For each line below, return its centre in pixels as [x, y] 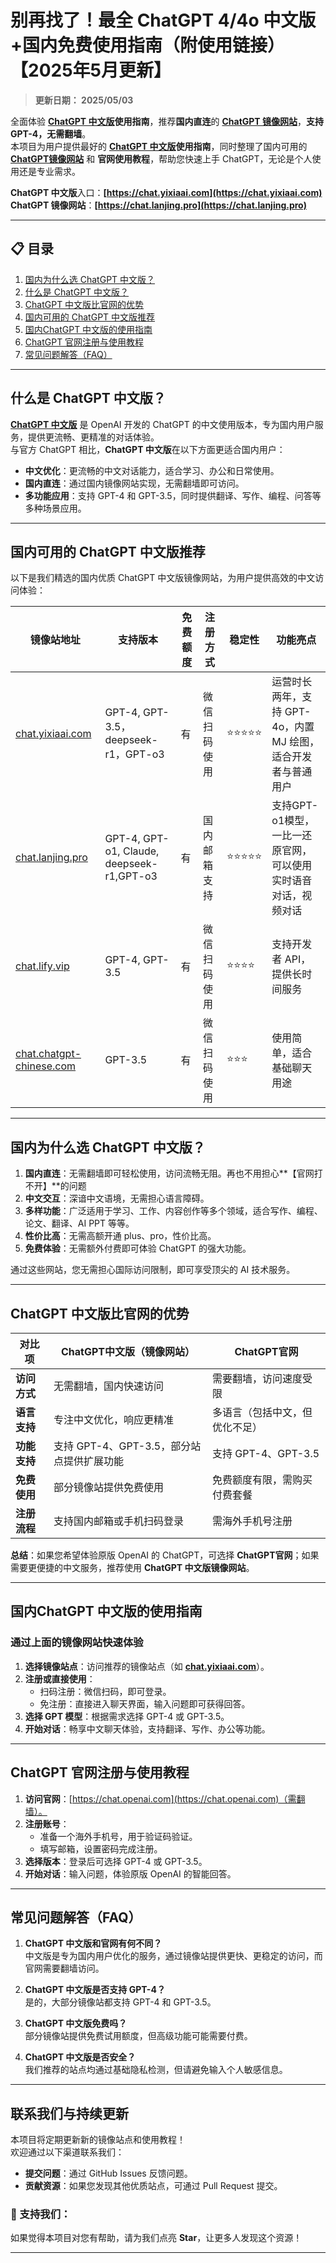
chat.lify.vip [42, 966]
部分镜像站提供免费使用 [109, 1487]
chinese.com [46, 1066]
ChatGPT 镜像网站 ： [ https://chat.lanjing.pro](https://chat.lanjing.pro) [158, 205]
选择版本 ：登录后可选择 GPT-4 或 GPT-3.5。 [116, 1861]
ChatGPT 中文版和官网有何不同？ [93, 1943]
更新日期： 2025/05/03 [84, 100]
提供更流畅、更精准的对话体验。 [93, 437]
